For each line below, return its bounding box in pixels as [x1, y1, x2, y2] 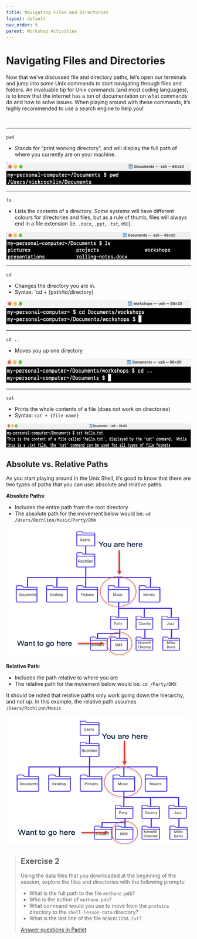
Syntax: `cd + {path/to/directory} [14, 288, 94, 296]
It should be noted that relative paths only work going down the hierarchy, [6, 692, 185, 699]
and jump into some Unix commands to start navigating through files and [6, 80, 182, 87]
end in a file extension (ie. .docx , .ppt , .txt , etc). [14, 220, 133, 227]
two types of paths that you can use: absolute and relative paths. [6, 481, 163, 488]
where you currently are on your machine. [14, 151, 116, 158]
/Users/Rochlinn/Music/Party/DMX [14, 517, 97, 523]
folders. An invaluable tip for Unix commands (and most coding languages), [6, 86, 189, 94]
